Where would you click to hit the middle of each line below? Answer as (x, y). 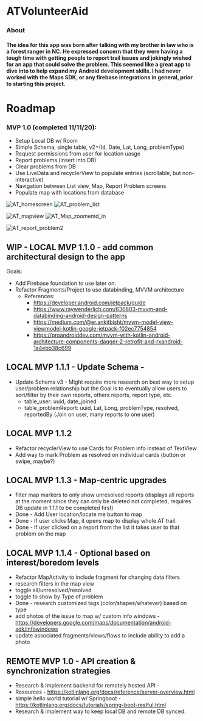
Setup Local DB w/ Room (46, 141)
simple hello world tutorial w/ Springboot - (68, 698)
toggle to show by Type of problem (59, 597)
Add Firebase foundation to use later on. (66, 283)
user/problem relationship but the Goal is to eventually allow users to (101, 388)
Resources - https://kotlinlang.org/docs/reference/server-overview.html (105, 692)
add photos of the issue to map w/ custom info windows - (87, 616)
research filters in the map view (54, 584)
